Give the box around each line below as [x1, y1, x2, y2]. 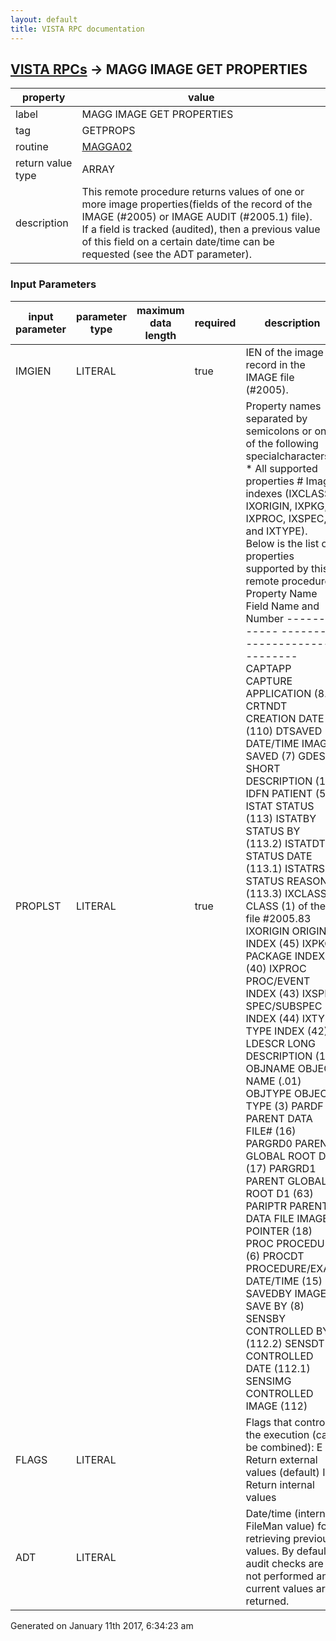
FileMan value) [245, 1519, 315, 1533]
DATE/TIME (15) [245, 1274, 323, 1288]
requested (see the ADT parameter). [81, 247, 253, 261]
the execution [245, 1427, 310, 1441]
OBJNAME [245, 1061, 296, 1075]
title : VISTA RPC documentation [10, 24, 145, 34]
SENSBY [245, 1311, 286, 1325]
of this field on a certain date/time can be [81, 235, 275, 249]
